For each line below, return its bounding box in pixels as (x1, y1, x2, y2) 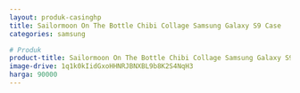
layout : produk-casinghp (9, 12, 102, 22)
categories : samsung (9, 29, 87, 38)
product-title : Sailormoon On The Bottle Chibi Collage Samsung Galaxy (9, 54, 281, 63)
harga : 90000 (9, 70, 58, 80)
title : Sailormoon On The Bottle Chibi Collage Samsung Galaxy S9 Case (9, 21, 281, 30)
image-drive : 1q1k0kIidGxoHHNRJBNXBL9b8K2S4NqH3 (9, 62, 194, 71)
